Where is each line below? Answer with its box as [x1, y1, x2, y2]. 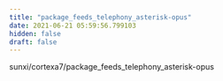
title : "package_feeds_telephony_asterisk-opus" [9, 12, 192, 22]
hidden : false [9, 29, 62, 38]
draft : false [9, 37, 58, 47]
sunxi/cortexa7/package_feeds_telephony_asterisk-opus [9, 62, 215, 72]
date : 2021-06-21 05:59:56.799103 [9, 21, 137, 30]
